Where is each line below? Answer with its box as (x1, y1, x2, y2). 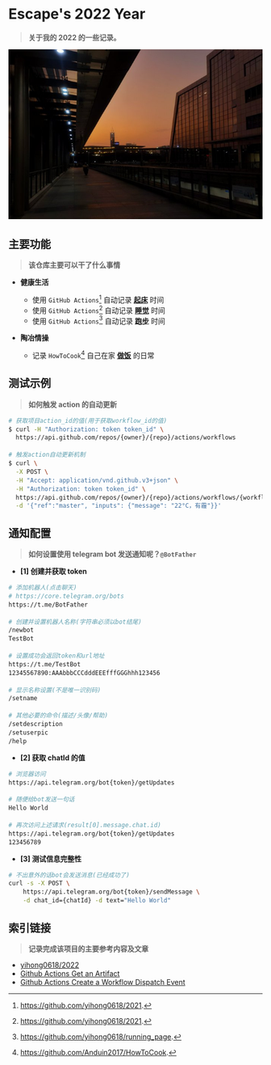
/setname (8, 695, 38, 703)
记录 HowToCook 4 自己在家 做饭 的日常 (31, 349, 155, 360)
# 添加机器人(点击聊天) (8, 584, 77, 592)
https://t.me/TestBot (8, 660, 81, 668)
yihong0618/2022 (19, 960, 79, 970)
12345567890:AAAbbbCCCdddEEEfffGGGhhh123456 (8, 669, 161, 677)
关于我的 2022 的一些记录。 (27, 32, 121, 42)
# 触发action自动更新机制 (8, 450, 86, 459)
